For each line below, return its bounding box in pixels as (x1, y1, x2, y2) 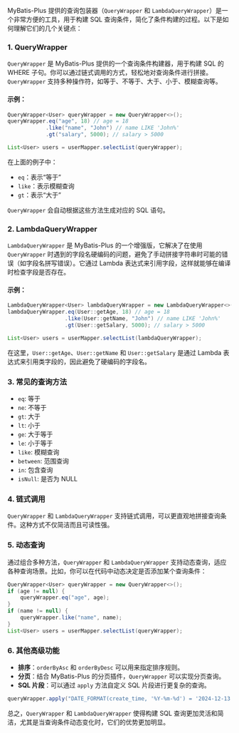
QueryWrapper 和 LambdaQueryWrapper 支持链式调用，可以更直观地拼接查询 (7, 512, 221, 521)
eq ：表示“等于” (17, 173, 62, 181)
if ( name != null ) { (7, 608, 69, 615)
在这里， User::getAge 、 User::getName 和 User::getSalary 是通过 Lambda (7, 348, 222, 357)
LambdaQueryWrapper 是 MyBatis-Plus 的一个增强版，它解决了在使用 (7, 241, 203, 250)
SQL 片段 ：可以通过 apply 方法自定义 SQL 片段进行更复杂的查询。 (17, 680, 211, 690)
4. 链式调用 (7, 494, 46, 504)
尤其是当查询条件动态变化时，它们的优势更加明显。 (19, 717, 169, 726)
